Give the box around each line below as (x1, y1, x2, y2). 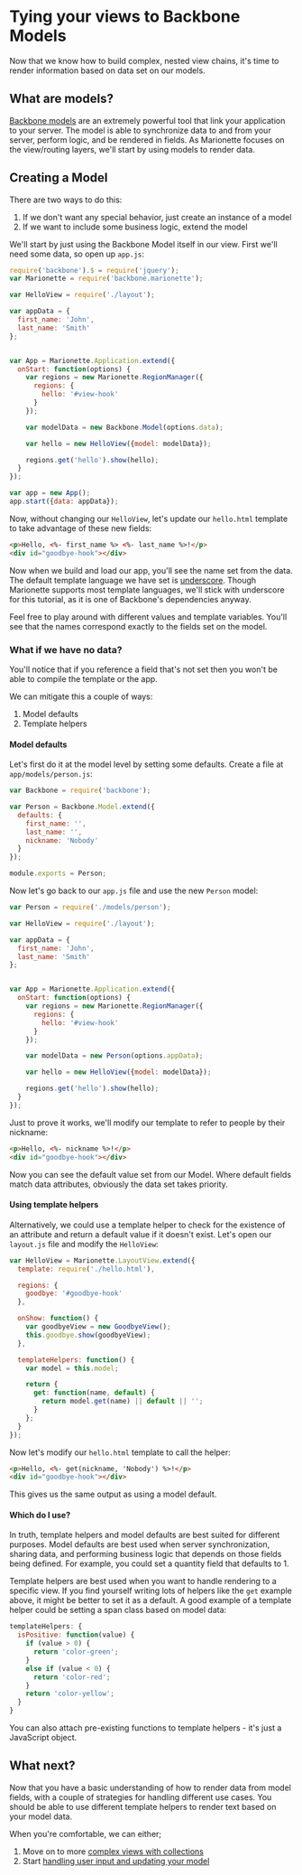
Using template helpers (9, 1199, 99, 1210)
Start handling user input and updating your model (22, 1855, 210, 1866)
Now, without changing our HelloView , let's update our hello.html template (9, 513, 288, 524)
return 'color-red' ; (32, 1673, 111, 1682)
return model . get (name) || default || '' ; (41, 1397, 204, 1406)
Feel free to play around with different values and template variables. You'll (9, 611, 288, 622)
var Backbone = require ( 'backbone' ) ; (9, 786, 151, 796)
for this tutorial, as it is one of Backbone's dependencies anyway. (9, 593, 252, 604)
